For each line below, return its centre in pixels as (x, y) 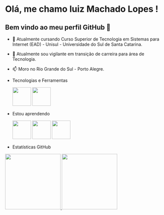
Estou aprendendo (31, 114)
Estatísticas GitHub (32, 147)
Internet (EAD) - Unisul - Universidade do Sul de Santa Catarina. (77, 44)
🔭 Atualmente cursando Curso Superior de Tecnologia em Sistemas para (86, 39)
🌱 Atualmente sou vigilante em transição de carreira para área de (78, 54)
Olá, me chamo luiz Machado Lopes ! (82, 9)
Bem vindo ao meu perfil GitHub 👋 (58, 27)
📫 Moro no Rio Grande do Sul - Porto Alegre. (58, 69)
